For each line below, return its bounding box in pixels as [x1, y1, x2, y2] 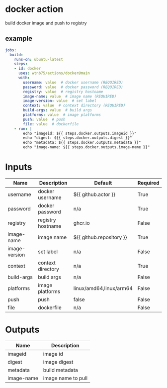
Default [94, 179, 112, 186]
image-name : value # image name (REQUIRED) [23, 94, 117, 99]
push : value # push [23, 117, 66, 122]
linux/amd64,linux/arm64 [73, 285, 133, 291]
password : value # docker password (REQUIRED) [23, 85, 123, 90]
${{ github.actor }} [73, 191, 116, 197]
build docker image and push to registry [5, 20, 87, 26]
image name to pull [43, 375, 88, 382]
